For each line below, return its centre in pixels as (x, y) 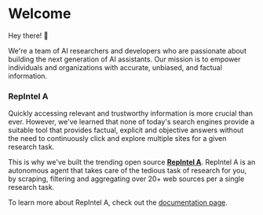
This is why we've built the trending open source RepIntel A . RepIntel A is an (132, 162)
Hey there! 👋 (28, 35)
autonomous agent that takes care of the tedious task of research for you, (128, 171)
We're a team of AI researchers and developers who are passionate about (128, 50)
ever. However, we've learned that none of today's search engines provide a (131, 122)
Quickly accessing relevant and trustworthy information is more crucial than (131, 113)
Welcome (40, 14)
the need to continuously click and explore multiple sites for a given (117, 139)
